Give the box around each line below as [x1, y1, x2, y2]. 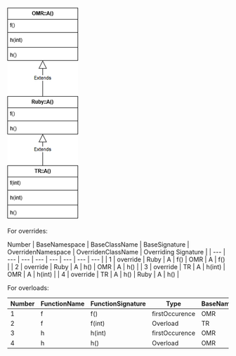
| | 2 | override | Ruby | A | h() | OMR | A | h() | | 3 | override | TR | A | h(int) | [7, 263, 226, 271]
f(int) [90, 320, 105, 327]
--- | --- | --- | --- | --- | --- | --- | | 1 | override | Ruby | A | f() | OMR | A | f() [7, 255, 225, 263]
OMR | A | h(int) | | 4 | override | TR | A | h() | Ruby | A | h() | [7, 271, 179, 278]
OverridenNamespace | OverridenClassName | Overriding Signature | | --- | [7, 248, 226, 256]
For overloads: [7, 284, 49, 292]
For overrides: [7, 227, 48, 235]
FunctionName [41, 299, 85, 308]
